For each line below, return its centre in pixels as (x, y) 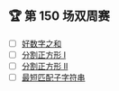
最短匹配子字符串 (53, 77)
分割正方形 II (45, 66)
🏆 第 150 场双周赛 (59, 16)
